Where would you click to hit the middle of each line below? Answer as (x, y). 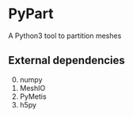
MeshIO (32, 88)
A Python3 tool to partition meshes (65, 36)
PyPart (31, 14)
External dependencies (66, 60)
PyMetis (33, 96)
